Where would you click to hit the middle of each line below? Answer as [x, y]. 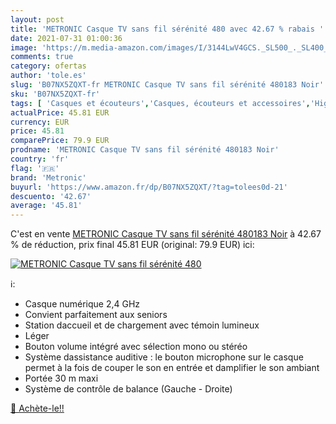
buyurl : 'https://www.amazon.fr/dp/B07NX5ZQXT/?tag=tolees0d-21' [149, 187]
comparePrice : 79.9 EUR [60, 141]
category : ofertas [48, 66]
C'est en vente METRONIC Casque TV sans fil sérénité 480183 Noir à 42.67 [166, 234]
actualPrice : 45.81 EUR [60, 112]
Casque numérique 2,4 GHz [82, 304]
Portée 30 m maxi [61, 378]
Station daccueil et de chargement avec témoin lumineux [142, 325]
